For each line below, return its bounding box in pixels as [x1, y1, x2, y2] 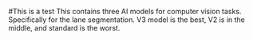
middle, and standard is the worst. [8, 24, 121, 32]
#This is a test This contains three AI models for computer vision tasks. [8, 7, 242, 16]
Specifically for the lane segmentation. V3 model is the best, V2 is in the [8, 15, 246, 24]
